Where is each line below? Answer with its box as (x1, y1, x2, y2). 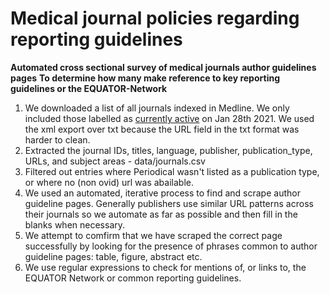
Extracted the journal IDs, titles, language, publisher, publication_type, (24, 144, 313, 156)
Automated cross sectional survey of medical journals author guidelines (10, 61, 317, 73)
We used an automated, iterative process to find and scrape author (24, 187, 301, 199)
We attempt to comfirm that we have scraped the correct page (24, 229, 283, 241)
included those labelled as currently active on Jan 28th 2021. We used (24, 112, 315, 124)
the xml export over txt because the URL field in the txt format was (24, 123, 300, 135)
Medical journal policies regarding (10, 7, 300, 30)
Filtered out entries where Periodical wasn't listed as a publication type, (24, 165, 320, 177)
